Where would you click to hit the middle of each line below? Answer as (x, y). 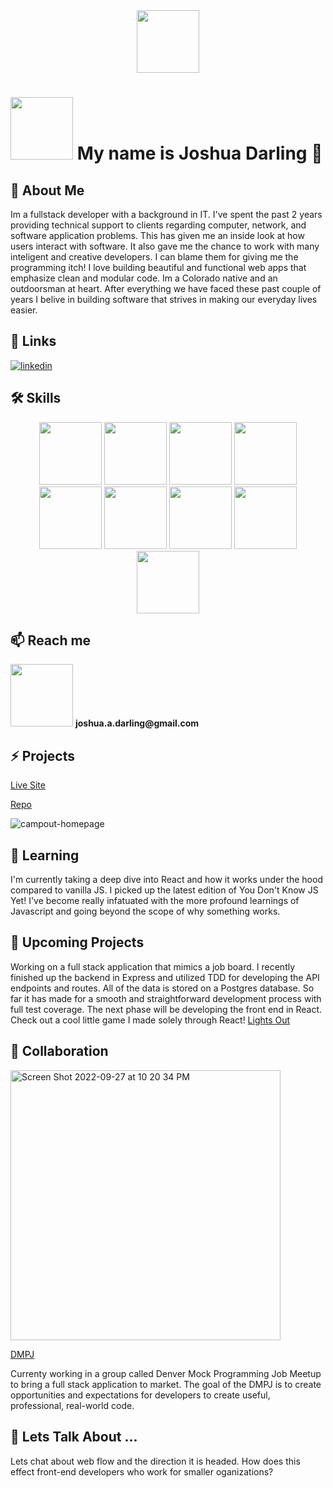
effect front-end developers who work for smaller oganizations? (142, 1471)
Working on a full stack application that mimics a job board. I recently (153, 966)
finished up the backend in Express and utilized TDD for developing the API (165, 977)
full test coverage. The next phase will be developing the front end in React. (166, 1009)
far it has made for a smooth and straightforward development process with (166, 998)
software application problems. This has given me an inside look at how (157, 235)
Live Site (28, 785)
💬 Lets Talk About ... (74, 1437)
